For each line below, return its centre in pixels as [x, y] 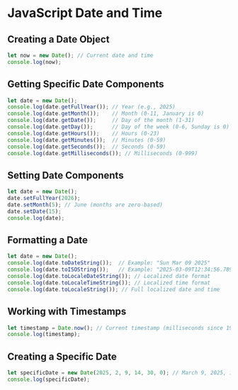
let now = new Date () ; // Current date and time [80, 55]
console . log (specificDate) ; [49, 379]
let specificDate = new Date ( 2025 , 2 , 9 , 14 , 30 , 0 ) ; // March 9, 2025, [117, 373]
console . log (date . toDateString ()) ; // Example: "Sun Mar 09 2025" [109, 263]
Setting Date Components [66, 175]
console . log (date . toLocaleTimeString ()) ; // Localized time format [109, 283]
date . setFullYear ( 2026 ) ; [44, 199]
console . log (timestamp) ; [44, 335]
